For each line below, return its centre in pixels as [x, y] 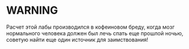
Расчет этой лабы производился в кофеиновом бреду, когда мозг [91, 27]
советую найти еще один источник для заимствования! [77, 39]
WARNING [32, 10]
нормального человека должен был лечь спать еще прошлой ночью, [95, 33]
